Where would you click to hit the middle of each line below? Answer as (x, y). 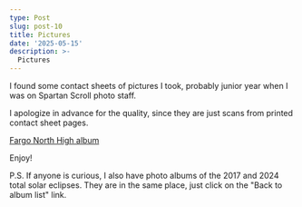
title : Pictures (40, 34)
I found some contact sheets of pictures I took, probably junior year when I (149, 86)
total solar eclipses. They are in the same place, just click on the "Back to (146, 185)
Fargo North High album (54, 140)
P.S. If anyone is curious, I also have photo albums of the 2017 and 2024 (144, 175)
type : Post (30, 18)
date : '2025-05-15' (46, 43)
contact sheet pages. (49, 123)
